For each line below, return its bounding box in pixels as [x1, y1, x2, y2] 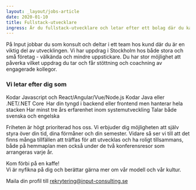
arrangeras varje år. [6, 148, 54, 156]
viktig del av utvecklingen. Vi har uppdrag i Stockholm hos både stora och [6, 47, 184, 54]
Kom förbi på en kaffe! [6, 160, 60, 167]
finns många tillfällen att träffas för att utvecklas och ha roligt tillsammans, [6, 136, 184, 143]
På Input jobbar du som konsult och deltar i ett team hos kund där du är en [6, 41, 185, 48]
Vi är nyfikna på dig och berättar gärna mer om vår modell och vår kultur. [6, 166, 181, 173]
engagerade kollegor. [6, 65, 57, 73]
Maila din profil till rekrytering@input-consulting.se [6, 177, 128, 184]
